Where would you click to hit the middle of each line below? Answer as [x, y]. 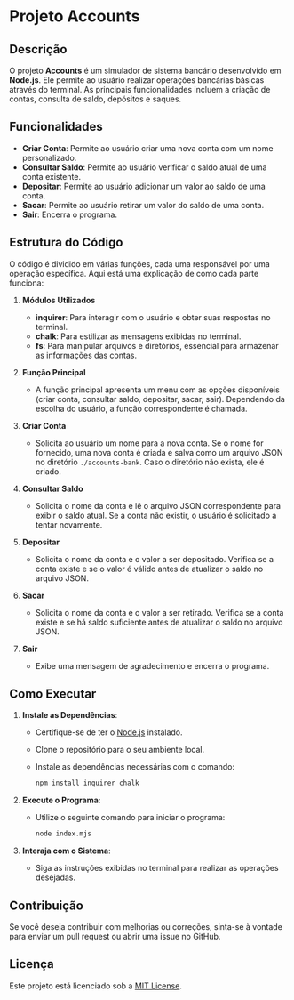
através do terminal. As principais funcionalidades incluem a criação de [140, 89]
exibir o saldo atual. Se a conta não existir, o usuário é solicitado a [156, 515]
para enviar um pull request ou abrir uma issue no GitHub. [115, 936]
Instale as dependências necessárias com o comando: [135, 767]
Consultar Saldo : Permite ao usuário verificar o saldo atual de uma [144, 167]
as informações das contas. [86, 355]
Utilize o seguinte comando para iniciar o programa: [130, 818]
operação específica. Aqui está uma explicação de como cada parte [134, 273]
